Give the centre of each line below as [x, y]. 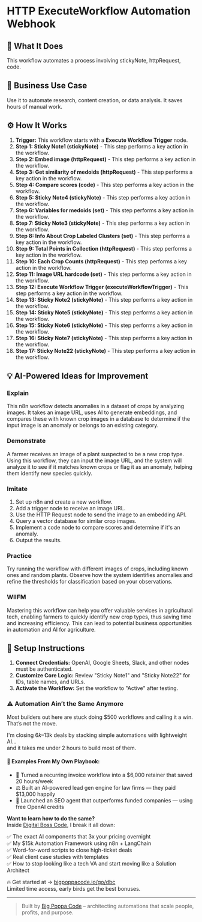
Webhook [31, 24]
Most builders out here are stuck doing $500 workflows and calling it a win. [100, 717]
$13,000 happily [35, 794]
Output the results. [39, 540]
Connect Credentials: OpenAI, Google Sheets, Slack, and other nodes [102, 663]
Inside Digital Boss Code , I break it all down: [61, 825]
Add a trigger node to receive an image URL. [70, 508]
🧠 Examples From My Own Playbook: [53, 762]
